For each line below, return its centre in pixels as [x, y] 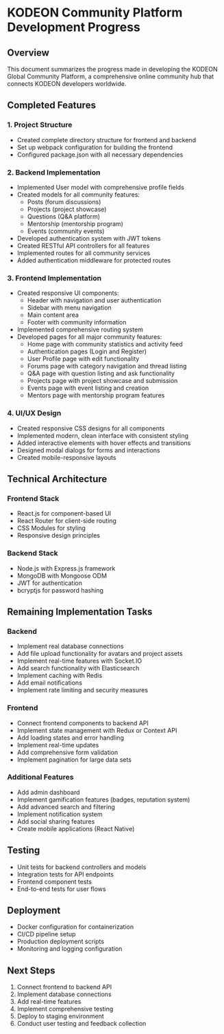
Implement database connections [64, 994]
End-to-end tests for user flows [61, 889]
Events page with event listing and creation [88, 388]
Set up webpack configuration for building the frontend [95, 147]
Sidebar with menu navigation [69, 308]
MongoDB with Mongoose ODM [62, 575]
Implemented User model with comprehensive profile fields [101, 187]
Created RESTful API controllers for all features [83, 245]
